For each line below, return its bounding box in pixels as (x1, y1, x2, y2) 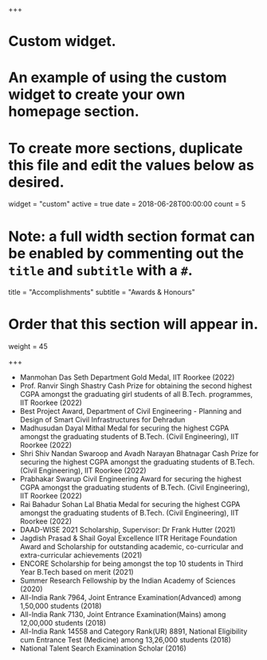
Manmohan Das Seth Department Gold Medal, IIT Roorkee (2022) (19, 372, 235, 383)
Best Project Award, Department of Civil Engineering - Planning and (19, 407, 241, 416)
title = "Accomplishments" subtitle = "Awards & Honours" (8, 288, 195, 297)
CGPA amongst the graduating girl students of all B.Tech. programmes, (19, 390, 253, 399)
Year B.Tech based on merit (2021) (19, 568, 134, 577)
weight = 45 (8, 342, 48, 352)
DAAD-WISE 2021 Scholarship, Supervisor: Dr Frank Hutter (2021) (19, 525, 236, 535)
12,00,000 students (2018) (19, 619, 107, 628)
